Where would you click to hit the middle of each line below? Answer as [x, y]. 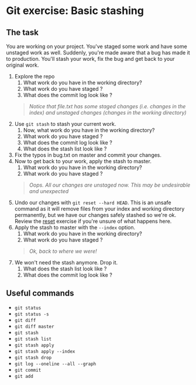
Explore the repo [35, 76]
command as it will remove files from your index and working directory [99, 209]
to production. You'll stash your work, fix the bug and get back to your [90, 59]
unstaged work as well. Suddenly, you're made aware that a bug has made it [98, 53]
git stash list [33, 339]
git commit [28, 370]
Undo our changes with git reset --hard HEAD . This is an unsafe [93, 202]
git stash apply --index [45, 351]
